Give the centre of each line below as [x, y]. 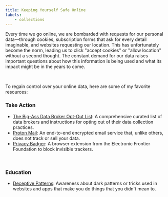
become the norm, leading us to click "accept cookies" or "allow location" [83, 50]
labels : [14, 15]
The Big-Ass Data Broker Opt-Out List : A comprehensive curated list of [87, 116]
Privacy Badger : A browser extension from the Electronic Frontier [81, 143]
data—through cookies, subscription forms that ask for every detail [76, 39]
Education [18, 172]
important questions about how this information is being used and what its [83, 61]
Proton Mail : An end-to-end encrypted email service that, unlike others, [88, 133]
